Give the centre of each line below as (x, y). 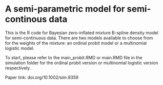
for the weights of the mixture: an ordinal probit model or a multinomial (76, 43)
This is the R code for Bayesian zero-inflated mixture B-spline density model (82, 33)
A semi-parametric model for (65, 9)
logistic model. (20, 48)
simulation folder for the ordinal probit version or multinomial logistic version (82, 63)
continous (26, 19)
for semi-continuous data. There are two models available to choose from (79, 38)
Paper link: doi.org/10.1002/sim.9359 (42, 77)
